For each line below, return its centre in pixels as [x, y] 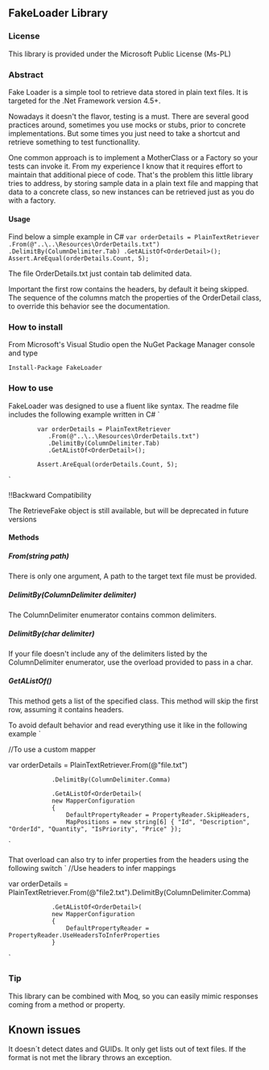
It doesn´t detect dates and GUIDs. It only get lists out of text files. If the [127, 1049]
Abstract [26, 74]
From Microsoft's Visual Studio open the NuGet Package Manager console [132, 345]
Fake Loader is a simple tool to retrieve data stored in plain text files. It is [128, 92]
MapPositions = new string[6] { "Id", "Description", [158, 822]
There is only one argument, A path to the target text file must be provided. [132, 576]
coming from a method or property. [67, 1004]
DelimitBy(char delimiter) [52, 633]
